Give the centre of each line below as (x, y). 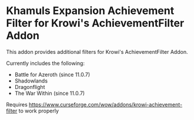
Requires (17, 104)
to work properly (39, 111)
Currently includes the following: (46, 63)
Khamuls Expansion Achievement (90, 11)
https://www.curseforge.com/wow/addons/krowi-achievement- (106, 104)
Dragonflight (30, 87)
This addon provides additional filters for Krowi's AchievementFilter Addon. (97, 52)
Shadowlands (31, 81)
